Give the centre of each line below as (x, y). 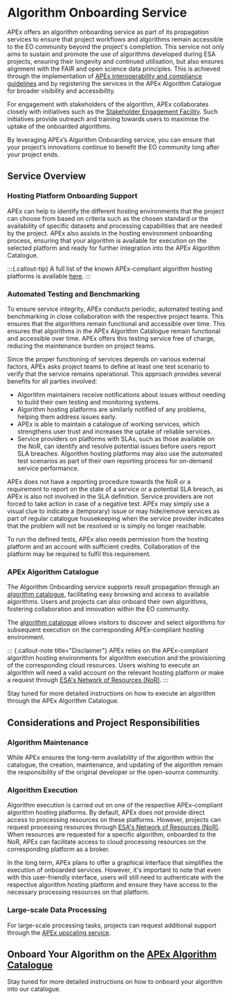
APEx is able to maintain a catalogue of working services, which (108, 424)
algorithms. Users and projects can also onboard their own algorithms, (108, 602)
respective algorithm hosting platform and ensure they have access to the (113, 885)
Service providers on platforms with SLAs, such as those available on (116, 438)
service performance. (48, 468)
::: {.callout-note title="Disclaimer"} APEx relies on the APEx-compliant (108, 651)
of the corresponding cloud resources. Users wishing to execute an (103, 666)
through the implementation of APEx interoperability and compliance (105, 76)
